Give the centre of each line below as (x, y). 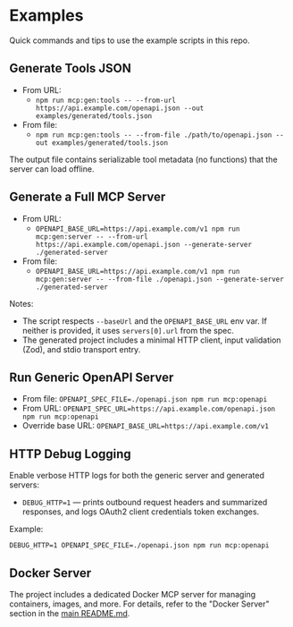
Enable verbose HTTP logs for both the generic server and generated (137, 476)
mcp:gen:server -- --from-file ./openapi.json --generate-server (159, 279)
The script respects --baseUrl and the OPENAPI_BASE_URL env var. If (145, 321)
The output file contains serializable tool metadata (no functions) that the (144, 159)
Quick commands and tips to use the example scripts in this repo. (130, 40)
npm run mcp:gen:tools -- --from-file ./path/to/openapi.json (154, 135)
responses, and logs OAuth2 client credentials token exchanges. (141, 512)
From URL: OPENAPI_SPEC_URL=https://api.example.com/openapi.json (149, 409)
